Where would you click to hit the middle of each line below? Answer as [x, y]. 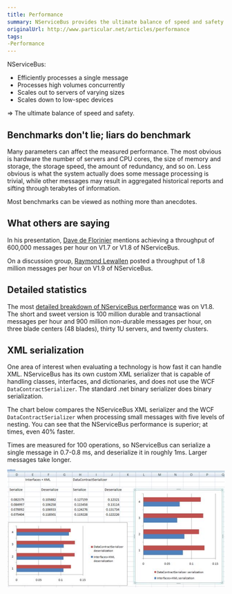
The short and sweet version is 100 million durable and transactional [104, 314]
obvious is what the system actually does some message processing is [108, 174]
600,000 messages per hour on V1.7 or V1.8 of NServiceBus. [94, 247]
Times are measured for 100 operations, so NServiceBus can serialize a [109, 445]
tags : [15, 37]
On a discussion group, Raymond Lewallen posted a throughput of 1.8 [106, 261]
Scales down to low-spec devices [65, 100]
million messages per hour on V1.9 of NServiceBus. [80, 268]
